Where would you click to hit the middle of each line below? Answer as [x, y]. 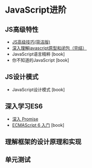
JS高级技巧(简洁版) [31, 42]
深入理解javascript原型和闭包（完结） [49, 48]
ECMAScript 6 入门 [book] [38, 125]
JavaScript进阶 [36, 10]
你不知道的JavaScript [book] [40, 60]
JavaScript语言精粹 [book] [38, 54]
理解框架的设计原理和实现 [43, 142]
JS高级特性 [22, 29]
